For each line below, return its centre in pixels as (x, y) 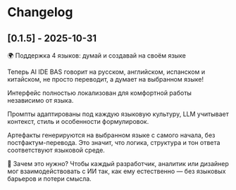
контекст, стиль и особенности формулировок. (78, 121)
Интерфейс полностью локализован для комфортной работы (100, 93)
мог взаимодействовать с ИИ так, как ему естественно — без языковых (117, 171)
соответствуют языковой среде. (56, 150)
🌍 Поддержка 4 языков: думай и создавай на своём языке (97, 56)
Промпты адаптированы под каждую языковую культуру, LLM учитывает (118, 114)
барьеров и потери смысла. (49, 179)
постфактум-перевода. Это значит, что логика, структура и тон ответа (114, 142)
